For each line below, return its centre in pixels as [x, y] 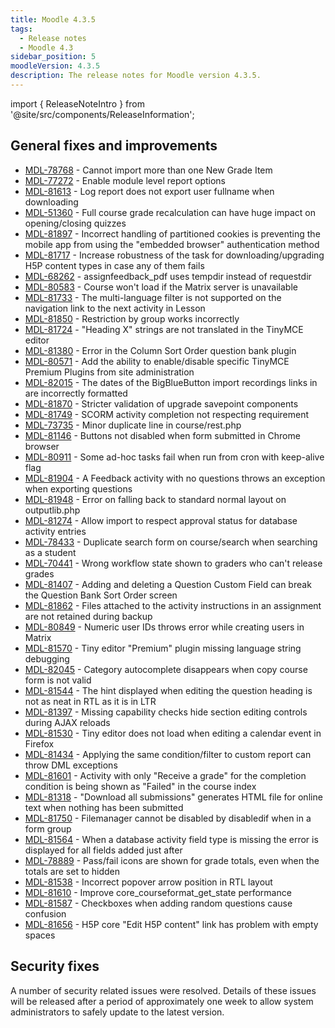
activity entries [55, 531]
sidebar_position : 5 [53, 57]
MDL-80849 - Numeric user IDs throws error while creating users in [164, 627]
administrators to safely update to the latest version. [117, 1012]
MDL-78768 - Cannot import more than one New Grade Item [148, 170]
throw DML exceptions [71, 765]
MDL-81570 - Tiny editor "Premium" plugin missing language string [163, 648]
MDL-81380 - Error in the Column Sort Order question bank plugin [160, 350]
